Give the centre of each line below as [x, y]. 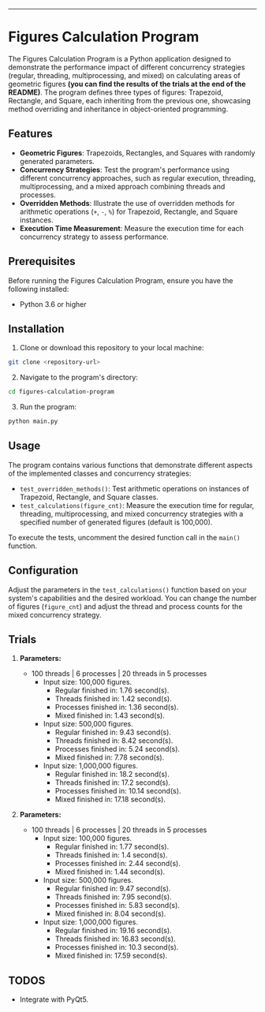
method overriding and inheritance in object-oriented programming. [118, 109]
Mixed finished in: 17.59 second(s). [111, 956]
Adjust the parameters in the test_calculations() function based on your [127, 589]
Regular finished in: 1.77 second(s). [112, 847]
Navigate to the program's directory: [78, 377]
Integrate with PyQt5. [54, 999]
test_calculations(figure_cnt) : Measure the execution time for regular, [137, 505]
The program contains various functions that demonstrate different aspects [131, 465]
